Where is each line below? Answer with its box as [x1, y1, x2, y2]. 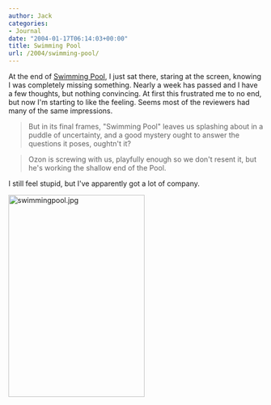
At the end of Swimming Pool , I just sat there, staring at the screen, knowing [8, 72, 261, 81]
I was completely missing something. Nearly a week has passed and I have [8, 80, 258, 90]
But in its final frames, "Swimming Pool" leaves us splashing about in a [28, 122, 264, 131]
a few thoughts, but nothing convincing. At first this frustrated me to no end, [8, 89, 262, 98]
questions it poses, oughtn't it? [28, 139, 132, 148]
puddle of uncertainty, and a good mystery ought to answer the [28, 130, 240, 140]
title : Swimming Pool [8, 42, 82, 50]
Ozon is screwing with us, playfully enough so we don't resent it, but [28, 154, 257, 164]
